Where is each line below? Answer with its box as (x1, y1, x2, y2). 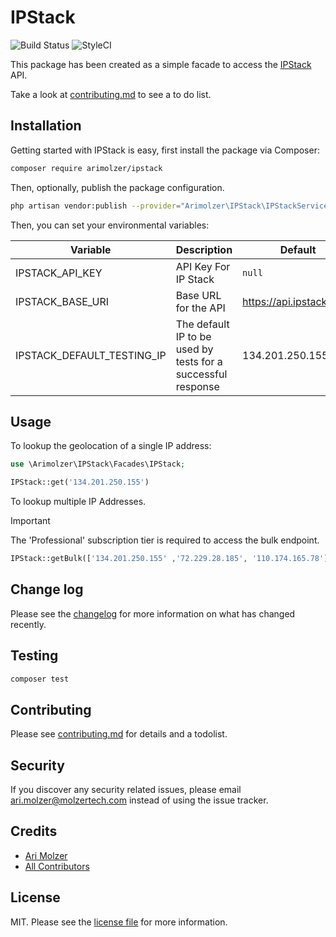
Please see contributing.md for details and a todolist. (10, 728, 228, 740)
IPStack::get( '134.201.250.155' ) (10, 477, 150, 488)
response (175, 379, 220, 393)
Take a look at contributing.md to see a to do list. (10, 88, 212, 100)
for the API (175, 301, 226, 315)
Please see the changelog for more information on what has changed (10, 607, 296, 620)
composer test (10, 674, 70, 684)
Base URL (175, 288, 222, 302)
